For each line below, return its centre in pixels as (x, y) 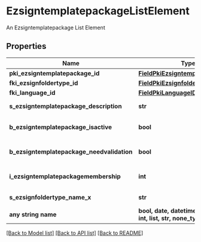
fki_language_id (32, 93)
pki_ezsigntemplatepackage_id (54, 73)
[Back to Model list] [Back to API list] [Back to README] (75, 233)
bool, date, (154, 210)
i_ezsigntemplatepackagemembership (65, 176)
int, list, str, (155, 218)
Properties (26, 46)
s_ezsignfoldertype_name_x (50, 197)
